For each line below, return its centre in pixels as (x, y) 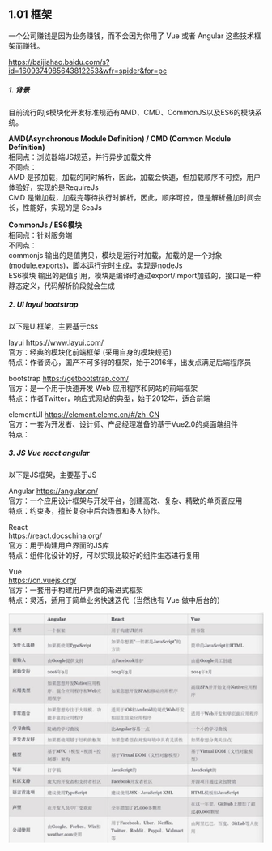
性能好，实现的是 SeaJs (62, 207)
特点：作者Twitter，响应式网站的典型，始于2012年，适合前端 (110, 398)
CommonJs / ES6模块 (45, 225)
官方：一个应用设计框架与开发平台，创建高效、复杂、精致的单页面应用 (125, 501)
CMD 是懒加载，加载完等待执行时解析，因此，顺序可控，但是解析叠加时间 (131, 197)
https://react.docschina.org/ (55, 535)
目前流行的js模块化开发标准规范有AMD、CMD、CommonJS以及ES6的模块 (132, 112)
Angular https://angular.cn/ (53, 491)
